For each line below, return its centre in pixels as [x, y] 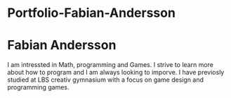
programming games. [38, 87]
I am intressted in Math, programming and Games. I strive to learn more [111, 65]
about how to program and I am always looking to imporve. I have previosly [116, 73]
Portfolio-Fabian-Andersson [91, 13]
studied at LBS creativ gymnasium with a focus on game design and [105, 80]
